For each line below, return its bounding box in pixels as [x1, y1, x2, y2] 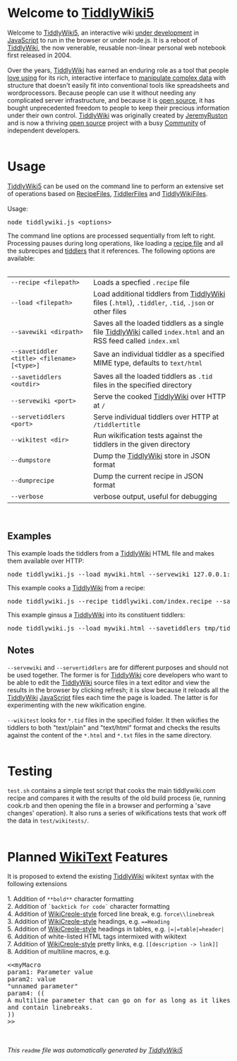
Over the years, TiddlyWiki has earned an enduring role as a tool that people [7, 66, 229, 74]
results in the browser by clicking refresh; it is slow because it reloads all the [7, 685, 229, 694]
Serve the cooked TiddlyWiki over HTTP [92, 391, 226, 401]
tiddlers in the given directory [92, 439, 190, 449]
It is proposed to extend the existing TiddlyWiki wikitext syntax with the [7, 872, 214, 881]
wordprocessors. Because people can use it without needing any [7, 88, 196, 97]
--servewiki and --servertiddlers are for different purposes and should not [7, 663, 229, 672]
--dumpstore [11, 456, 51, 464]
